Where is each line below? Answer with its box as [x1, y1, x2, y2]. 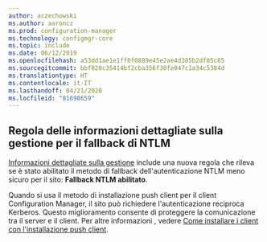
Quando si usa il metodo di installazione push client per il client [8, 191, 217, 200]
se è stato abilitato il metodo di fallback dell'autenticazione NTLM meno [8, 166, 245, 176]
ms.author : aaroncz [8, 19, 74, 27]
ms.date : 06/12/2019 [8, 49, 78, 57]
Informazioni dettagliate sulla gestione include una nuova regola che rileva [8, 158, 255, 167]
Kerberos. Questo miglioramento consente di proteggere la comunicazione [8, 207, 256, 217]
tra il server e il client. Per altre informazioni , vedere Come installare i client [8, 216, 259, 226]
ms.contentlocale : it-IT [8, 79, 92, 87]
